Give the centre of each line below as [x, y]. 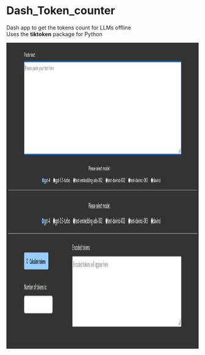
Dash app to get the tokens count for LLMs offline [69, 28]
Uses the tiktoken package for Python [54, 34]
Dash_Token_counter [61, 11]
